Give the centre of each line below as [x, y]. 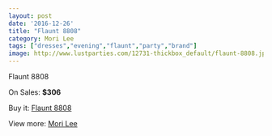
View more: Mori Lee [43, 123]
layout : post [30, 16]
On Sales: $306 [35, 92]
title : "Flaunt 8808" [45, 31]
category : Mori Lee [41, 38]
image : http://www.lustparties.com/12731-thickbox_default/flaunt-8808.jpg [139, 53]
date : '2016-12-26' [41, 23]
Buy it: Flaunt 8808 [40, 108]
